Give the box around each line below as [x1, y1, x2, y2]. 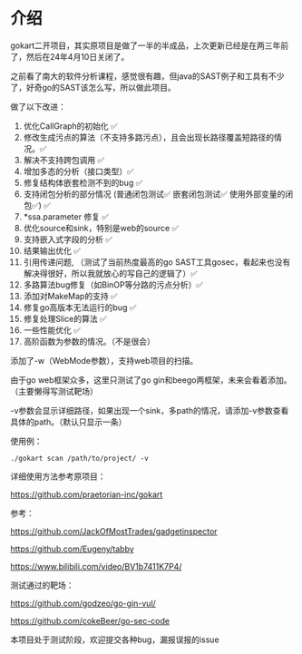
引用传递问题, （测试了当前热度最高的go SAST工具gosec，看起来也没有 [23, 256, 291, 268]
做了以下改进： [10, 101, 66, 112]
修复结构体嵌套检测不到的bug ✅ [23, 177, 143, 188]
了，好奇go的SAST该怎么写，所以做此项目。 [10, 82, 176, 93]
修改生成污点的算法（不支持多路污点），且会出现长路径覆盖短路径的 [23, 132, 275, 142]
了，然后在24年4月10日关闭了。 [10, 51, 130, 62]
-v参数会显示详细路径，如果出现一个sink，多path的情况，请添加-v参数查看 [10, 405, 289, 415]
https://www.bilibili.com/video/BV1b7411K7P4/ [10, 561, 182, 571]
